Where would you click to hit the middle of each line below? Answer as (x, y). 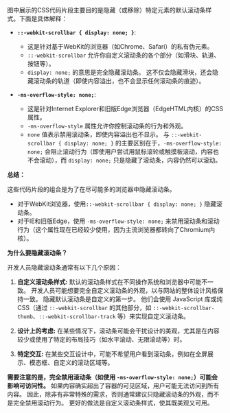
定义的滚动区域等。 (87, 363)
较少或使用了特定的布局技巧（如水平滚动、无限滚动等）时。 (101, 339)
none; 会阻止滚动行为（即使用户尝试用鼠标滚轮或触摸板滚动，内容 (120, 152)
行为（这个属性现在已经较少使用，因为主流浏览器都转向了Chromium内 (116, 229)
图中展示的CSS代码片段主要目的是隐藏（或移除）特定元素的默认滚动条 (106, 10)
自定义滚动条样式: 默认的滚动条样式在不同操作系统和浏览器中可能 (109, 282)
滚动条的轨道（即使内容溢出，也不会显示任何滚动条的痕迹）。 (119, 81)
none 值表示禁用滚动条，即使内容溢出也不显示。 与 (99, 134)
